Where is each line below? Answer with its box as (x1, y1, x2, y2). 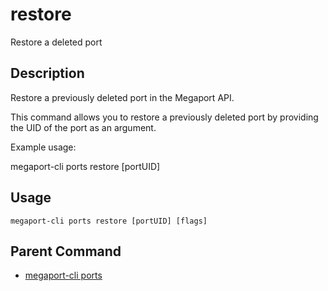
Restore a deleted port (10, 36, 103, 48)
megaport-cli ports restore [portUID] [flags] (10, 216, 208, 226)
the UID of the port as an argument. (10, 121, 157, 133)
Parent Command (10, 243, 122, 260)
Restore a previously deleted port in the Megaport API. (10, 91, 235, 103)
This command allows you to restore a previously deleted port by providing (10, 111, 319, 123)
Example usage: (10, 141, 77, 153)
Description (10, 65, 85, 82)
